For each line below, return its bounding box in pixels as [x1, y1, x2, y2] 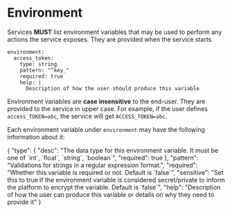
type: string [19, 60, 57, 67]
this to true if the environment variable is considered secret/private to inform [7, 176, 225, 184]
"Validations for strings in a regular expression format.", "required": [7, 161, 198, 169]
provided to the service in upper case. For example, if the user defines [7, 104, 208, 112]
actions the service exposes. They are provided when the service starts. [7, 35, 213, 43]
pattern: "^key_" [19, 67, 70, 74]
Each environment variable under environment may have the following [7, 125, 206, 133]
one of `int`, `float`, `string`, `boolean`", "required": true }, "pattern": [7, 153, 199, 162]
